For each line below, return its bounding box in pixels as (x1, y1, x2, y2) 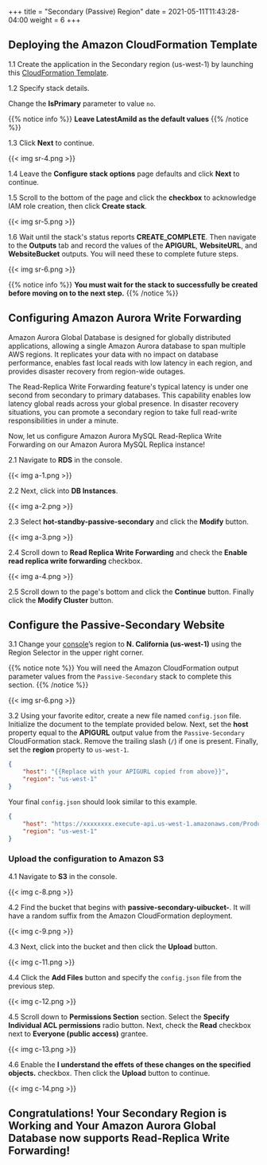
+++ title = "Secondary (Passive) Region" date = (8, 7, 167, 16)
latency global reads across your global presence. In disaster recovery (8, 398, 239, 409)
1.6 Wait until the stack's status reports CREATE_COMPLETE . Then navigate (8, 232, 257, 241)
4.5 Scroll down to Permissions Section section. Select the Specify (8, 1011, 230, 1022)
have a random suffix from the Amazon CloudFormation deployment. (8, 911, 233, 921)
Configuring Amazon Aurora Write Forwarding (8, 311, 242, 325)
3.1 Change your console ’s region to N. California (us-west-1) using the (8, 639, 242, 649)
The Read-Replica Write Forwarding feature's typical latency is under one (8, 381, 249, 391)
